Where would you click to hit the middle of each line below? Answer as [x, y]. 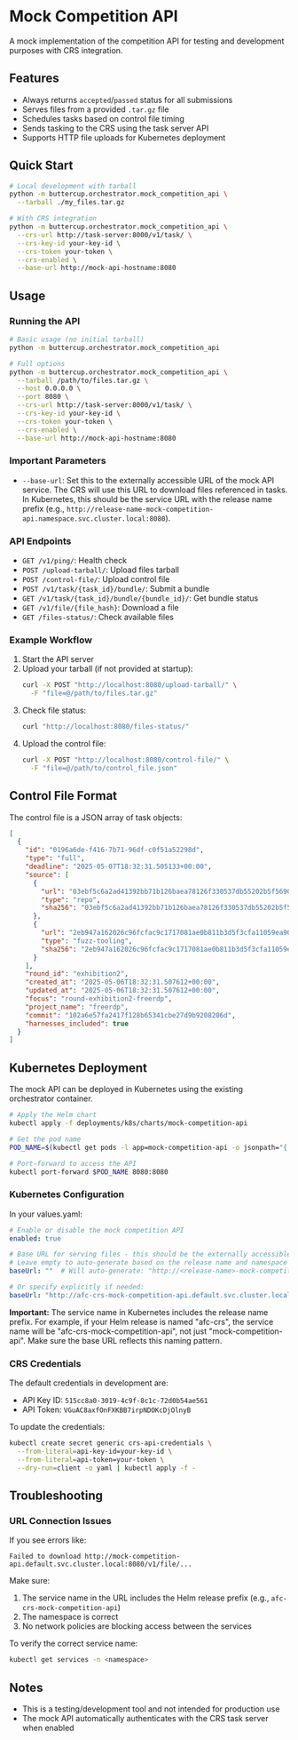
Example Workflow [51, 640]
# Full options [37, 363]
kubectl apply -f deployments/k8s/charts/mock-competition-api [129, 1123]
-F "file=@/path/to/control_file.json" [104, 768]
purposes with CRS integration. [66, 50]
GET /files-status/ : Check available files [98, 617]
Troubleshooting [56, 1496]
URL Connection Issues [61, 1521]
